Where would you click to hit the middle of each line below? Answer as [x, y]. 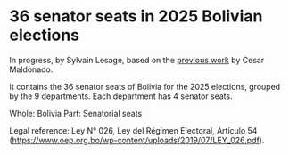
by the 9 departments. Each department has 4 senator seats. [121, 96]
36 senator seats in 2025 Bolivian [136, 16]
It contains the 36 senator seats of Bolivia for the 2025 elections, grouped [145, 86]
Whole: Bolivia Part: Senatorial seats [76, 113]
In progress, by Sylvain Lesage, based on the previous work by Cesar [137, 60]
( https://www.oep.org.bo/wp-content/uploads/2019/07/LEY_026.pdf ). [137, 140]
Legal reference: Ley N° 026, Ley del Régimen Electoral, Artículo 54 [133, 130]
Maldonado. [31, 69]
